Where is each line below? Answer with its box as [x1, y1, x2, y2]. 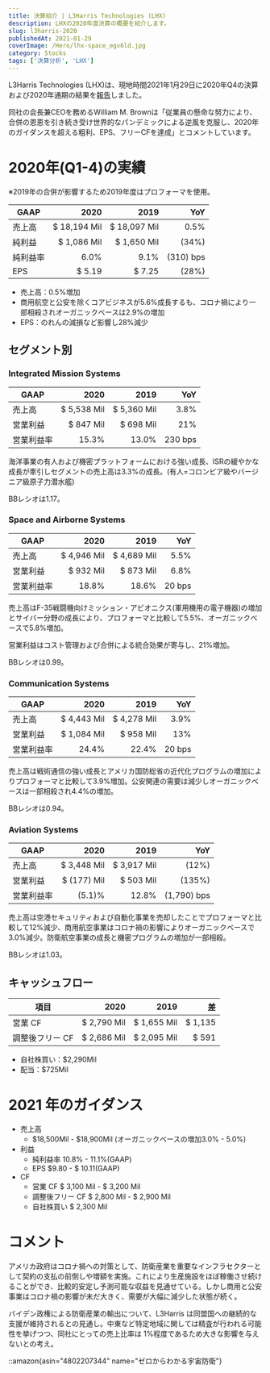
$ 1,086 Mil [57, 236, 102, 247]
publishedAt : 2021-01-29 [8, 34, 92, 43]
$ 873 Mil [119, 565, 157, 576]
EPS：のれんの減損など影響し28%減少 [19, 317, 149, 327]
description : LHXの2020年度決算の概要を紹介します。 [8, 19, 171, 27]
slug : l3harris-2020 [8, 27, 78, 35]
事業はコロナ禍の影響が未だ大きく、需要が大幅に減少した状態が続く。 [8, 1292, 242, 1301]
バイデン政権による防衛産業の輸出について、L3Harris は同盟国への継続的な [8, 1308, 257, 1319]
